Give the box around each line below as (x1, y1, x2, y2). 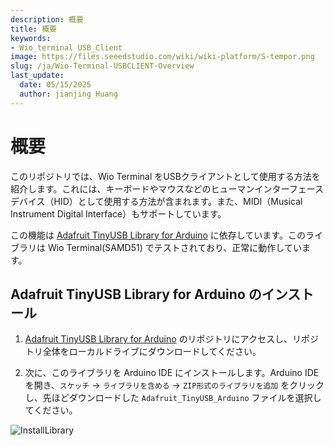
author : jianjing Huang (19, 89, 118, 99)
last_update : (10, 71, 65, 81)
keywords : (10, 33, 52, 43)
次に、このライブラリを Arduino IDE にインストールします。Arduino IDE (24, 367, 320, 379)
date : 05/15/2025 (19, 80, 92, 90)
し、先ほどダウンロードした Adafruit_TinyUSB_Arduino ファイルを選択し (24, 392, 322, 404)
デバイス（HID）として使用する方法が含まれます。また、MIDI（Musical (10, 195, 303, 207)
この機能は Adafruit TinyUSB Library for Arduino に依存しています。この (10, 229, 306, 241)
